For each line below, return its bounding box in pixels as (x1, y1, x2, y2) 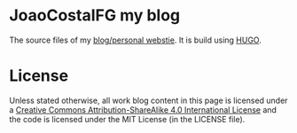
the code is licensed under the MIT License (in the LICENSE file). (9, 113, 246, 124)
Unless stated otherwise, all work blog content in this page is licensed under (9, 95, 288, 106)
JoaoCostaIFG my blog (9, 5, 181, 26)
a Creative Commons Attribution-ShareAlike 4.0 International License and (9, 104, 277, 115)
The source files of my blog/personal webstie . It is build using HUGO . (9, 35, 262, 45)
